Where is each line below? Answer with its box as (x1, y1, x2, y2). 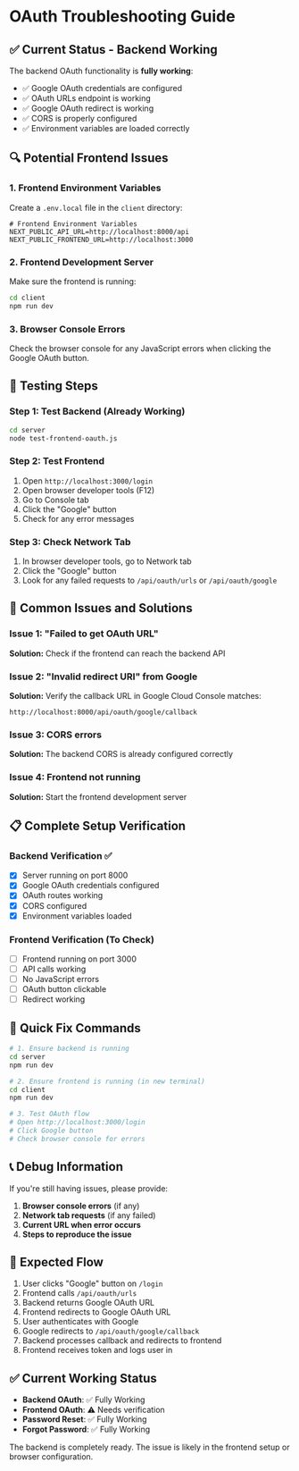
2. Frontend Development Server (9, 256, 154, 268)
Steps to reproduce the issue (21, 1229, 132, 1240)
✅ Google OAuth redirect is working (21, 103, 154, 113)
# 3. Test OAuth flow (9, 1110, 90, 1119)
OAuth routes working (21, 890, 104, 901)
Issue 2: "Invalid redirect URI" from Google (9, 670, 198, 683)
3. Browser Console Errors (9, 323, 126, 335)
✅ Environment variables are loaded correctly (21, 123, 190, 133)
